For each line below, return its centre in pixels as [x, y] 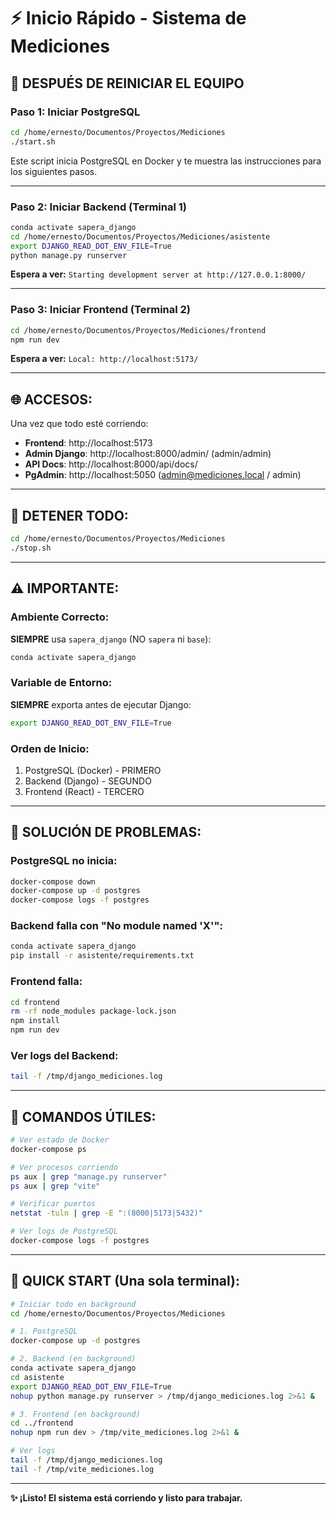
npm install [35, 1021]
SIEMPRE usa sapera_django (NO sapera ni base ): [111, 639]
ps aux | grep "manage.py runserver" [89, 1176]
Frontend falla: [46, 982]
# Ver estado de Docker [60, 1140]
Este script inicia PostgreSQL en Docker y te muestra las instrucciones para [166, 161]
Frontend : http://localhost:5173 [88, 443]
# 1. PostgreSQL [44, 1331]
